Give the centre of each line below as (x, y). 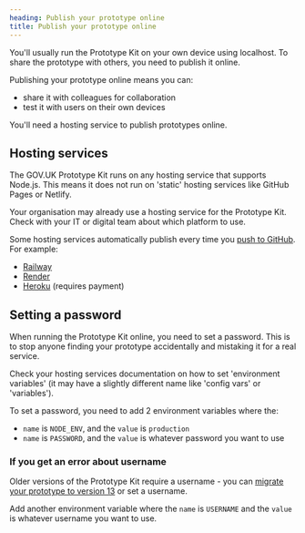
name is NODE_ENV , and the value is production (106, 428)
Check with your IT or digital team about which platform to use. (127, 222)
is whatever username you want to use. (83, 518)
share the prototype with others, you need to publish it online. (125, 62)
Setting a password (66, 315)
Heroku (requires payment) (73, 286)
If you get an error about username (88, 462)
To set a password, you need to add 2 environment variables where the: (144, 411)
